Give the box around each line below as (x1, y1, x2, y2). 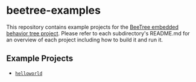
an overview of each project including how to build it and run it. (6, 36, 163, 43)
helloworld (14, 70, 43, 77)
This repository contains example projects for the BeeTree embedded (6, 23, 179, 31)
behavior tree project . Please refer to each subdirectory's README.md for (6, 29, 190, 37)
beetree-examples (6, 4, 101, 17)
